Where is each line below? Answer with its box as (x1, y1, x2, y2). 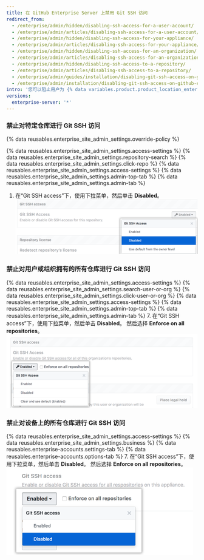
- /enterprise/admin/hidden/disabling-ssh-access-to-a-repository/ (12, 61, 186, 67)
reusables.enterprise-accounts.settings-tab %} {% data (6, 445, 146, 453)
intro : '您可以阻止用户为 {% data (6, 87, 86, 93)
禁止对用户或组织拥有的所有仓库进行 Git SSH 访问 (6, 265, 151, 273)
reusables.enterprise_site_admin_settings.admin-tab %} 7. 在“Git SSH (6, 312, 180, 319)
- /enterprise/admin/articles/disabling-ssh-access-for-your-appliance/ (12, 42, 200, 48)
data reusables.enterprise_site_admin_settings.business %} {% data (6, 439, 176, 446)
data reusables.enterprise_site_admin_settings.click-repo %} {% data (6, 160, 179, 167)
